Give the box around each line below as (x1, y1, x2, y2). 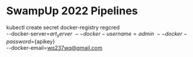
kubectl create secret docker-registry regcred (6, 24, 120, 31)
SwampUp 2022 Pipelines (6, 4, 138, 18)
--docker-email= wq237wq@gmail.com (6, 44, 103, 51)
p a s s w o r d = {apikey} (6, 37, 55, 45)
